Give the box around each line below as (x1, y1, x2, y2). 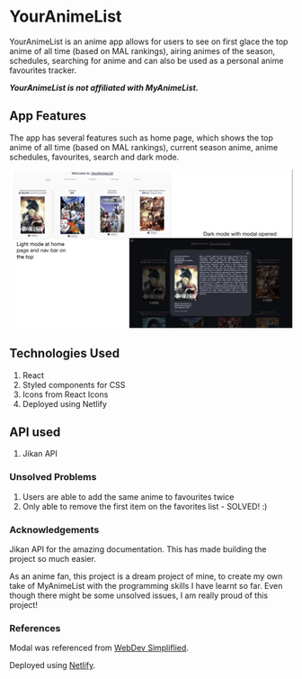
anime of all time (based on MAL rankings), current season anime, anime (9, 141, 279, 152)
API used (9, 424, 61, 439)
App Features (9, 108, 87, 123)
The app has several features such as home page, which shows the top (9, 132, 274, 143)
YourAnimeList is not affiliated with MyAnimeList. (9, 82, 200, 93)
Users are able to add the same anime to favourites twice (22, 491, 235, 502)
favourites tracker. (9, 65, 77, 76)
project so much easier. (9, 553, 97, 564)
